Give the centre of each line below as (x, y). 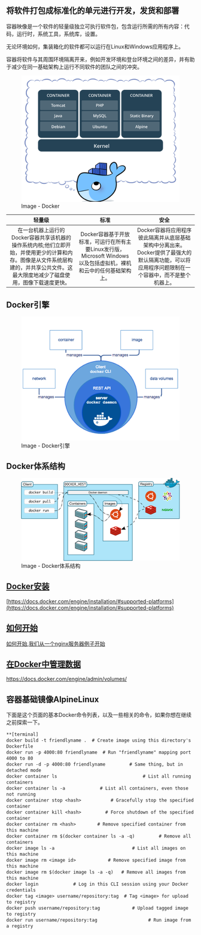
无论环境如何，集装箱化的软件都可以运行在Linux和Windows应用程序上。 (95, 46)
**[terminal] (22, 735)
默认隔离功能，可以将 (164, 260)
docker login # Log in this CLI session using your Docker (97, 884)
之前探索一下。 (25, 722)
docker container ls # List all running (99, 777)
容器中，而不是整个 (167, 275)
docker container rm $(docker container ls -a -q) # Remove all (99, 836)
